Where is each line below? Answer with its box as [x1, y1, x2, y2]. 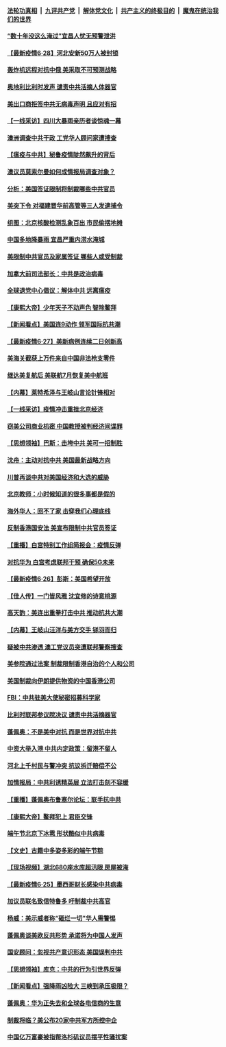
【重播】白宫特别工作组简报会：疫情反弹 [7, 541, 121, 549]
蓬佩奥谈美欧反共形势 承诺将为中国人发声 [7, 931, 123, 939]
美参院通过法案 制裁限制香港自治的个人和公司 [7, 660, 135, 668]
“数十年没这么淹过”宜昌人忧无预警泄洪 [7, 32, 116, 40]
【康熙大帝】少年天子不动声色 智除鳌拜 [7, 303, 117, 311]
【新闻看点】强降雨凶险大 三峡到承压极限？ [7, 982, 129, 990]
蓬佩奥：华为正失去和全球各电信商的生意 [7, 999, 121, 1007]
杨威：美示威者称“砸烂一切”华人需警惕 [7, 914, 116, 922]
